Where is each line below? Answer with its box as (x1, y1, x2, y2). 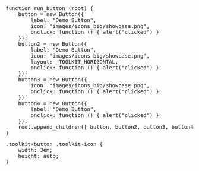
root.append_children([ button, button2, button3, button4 (18, 124, 194, 130)
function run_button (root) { (5, 5, 94, 11)
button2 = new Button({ (18, 41, 87, 47)
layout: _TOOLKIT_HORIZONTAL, (30, 59, 119, 65)
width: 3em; (18, 147, 53, 153)
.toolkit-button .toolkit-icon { (5, 141, 103, 147)
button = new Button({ (18, 11, 84, 17)
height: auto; (18, 153, 59, 159)
